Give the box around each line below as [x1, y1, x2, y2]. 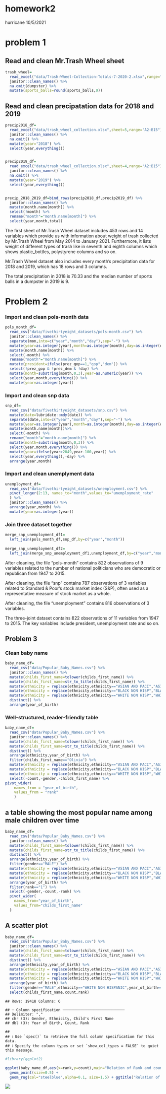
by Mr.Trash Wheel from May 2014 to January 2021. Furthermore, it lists [5, 238, 152, 244]
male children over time [5, 816, 79, 824]
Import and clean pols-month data [5, 313, 89, 320]
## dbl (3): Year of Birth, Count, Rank [5, 1021, 90, 1026]
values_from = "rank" [14, 790, 58, 795]
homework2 [5, 3, 56, 14]
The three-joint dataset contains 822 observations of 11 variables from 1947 [5, 615, 159, 621]
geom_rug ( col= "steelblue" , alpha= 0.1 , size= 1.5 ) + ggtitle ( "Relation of [9, 1075, 161, 1080]
